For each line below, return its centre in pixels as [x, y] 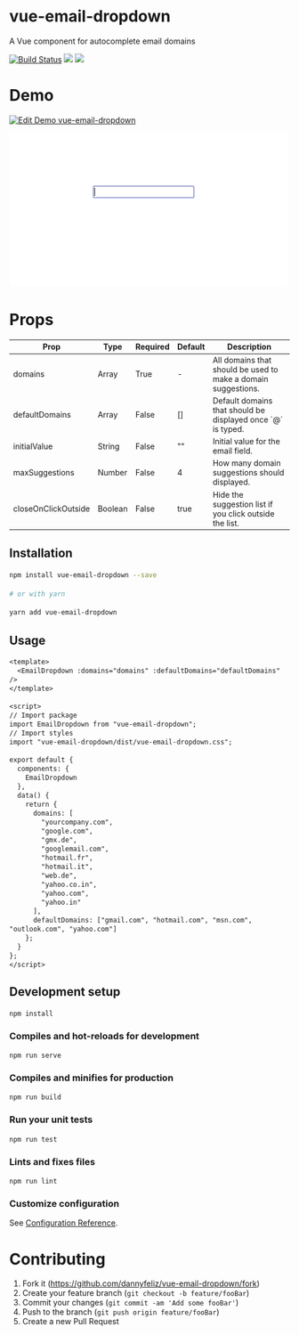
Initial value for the [246, 442]
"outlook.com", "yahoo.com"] [63, 929]
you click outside [243, 513]
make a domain [240, 379]
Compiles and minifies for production [91, 1078]
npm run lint [33, 1182]
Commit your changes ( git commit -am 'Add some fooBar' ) [130, 1303]
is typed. [228, 428]
